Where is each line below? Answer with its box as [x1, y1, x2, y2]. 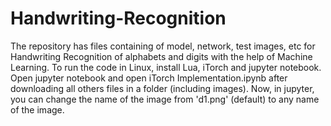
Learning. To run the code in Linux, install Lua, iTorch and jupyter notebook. [10, 61, 322, 73]
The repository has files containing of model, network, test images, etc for [10, 40, 316, 52]
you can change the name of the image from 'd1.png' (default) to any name [10, 93, 320, 105]
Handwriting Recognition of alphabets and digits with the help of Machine [10, 50, 313, 62]
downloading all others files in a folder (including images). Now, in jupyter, [10, 82, 315, 94]
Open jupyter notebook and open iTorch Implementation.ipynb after [10, 72, 288, 84]
